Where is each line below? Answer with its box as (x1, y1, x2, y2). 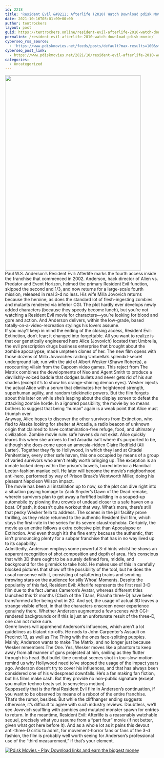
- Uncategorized (9, 62, 42, 66)
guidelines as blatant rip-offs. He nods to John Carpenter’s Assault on (5, 629, 145, 635)
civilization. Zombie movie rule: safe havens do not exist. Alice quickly (5, 432, 146, 437)
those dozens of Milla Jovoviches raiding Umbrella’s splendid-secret (5, 354, 143, 360)
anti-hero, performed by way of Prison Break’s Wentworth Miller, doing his (5, 473, 155, 479)
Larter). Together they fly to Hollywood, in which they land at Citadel (5, 447, 143, 453)
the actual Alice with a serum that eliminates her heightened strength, (5, 385, 145, 391)
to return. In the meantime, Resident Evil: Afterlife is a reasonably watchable (5, 712, 158, 718)
